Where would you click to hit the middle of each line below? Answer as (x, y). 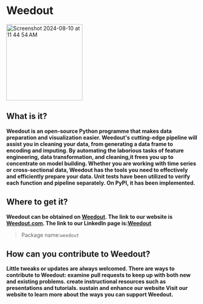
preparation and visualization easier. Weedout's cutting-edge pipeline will (102, 137)
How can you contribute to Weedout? (78, 254)
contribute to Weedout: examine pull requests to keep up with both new (98, 275)
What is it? (27, 116)
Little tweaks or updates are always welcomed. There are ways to (91, 269)
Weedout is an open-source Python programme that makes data (89, 131)
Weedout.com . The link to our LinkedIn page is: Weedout (79, 223)
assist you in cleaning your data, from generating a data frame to (90, 144)
